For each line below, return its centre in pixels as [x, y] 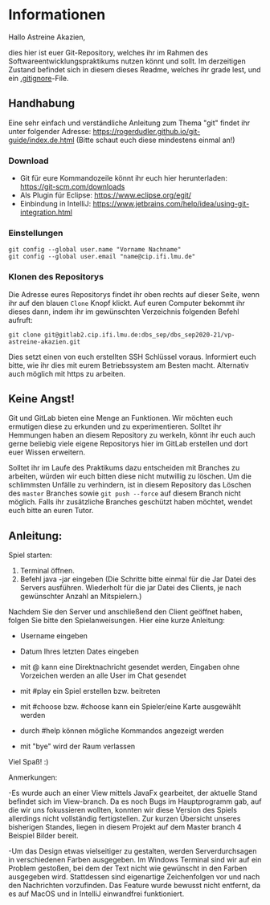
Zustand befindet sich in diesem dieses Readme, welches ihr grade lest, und [135, 69]
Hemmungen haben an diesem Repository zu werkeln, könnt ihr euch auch [132, 435]
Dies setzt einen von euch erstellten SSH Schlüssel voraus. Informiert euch [133, 357]
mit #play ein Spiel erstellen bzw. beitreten [90, 691]
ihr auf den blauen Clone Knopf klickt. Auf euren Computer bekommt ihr [127, 303]
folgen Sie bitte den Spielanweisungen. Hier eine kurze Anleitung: [117, 621]
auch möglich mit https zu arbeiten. [67, 373]
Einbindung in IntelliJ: [55, 204]
